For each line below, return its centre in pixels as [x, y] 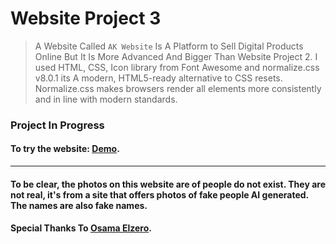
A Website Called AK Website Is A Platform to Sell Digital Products [169, 46]
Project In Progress [57, 125]
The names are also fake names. [79, 205]
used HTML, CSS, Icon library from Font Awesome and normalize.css [177, 67]
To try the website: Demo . [65, 149]
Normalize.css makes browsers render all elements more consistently [178, 88]
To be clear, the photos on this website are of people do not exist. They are [168, 184]
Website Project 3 [86, 18]
